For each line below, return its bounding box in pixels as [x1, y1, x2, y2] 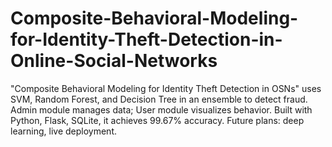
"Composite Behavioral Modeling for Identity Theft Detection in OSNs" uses [10, 82, 322, 94]
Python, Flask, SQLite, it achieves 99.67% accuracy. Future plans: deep [10, 114, 305, 126]
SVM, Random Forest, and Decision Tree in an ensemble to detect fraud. [10, 93, 308, 105]
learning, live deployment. [10, 125, 118, 137]
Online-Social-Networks [10, 50, 218, 72]
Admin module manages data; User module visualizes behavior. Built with [10, 103, 313, 116]
